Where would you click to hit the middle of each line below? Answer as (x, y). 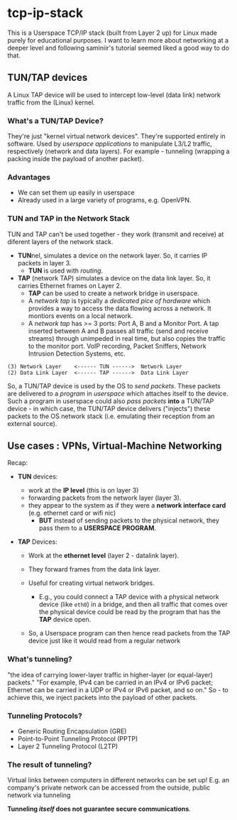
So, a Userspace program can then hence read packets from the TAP (129, 633)
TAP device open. (65, 620)
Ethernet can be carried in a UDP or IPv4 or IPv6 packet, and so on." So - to (118, 689)
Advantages (29, 177)
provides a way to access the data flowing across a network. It (120, 308)
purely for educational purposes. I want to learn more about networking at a (118, 40)
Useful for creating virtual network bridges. (91, 583)
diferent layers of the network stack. (60, 241)
